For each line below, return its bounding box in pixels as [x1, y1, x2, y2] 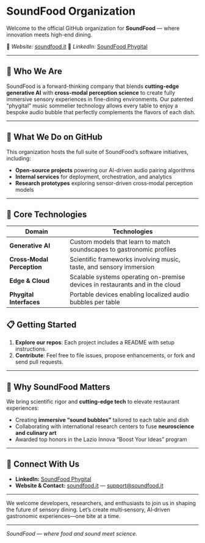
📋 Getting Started [6, 319, 77, 330]
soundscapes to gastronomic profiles [70, 246, 177, 254]
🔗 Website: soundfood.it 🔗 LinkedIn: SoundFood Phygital [6, 43, 148, 50]
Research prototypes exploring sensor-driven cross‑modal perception [15, 179, 193, 187]
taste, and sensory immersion [70, 263, 154, 271]
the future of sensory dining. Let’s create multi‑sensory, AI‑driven [6, 506, 170, 513]
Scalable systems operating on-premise [70, 273, 185, 282]
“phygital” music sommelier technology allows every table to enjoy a [6, 102, 178, 109]
